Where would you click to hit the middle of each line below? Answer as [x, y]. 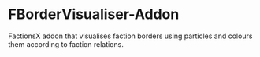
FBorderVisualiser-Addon [94, 14]
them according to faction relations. [66, 44]
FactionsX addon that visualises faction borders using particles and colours [130, 36]
